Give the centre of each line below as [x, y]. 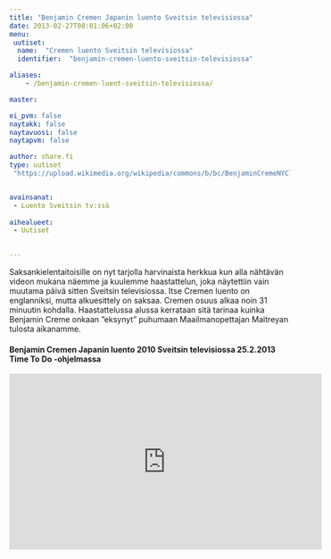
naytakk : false [37, 124]
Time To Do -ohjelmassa [55, 359]
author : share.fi [41, 157]
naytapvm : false [39, 141]
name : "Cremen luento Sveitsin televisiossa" [105, 51]
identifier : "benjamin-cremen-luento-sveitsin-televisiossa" [135, 59]
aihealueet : [31, 222]
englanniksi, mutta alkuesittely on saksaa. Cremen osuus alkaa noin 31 [138, 300]
